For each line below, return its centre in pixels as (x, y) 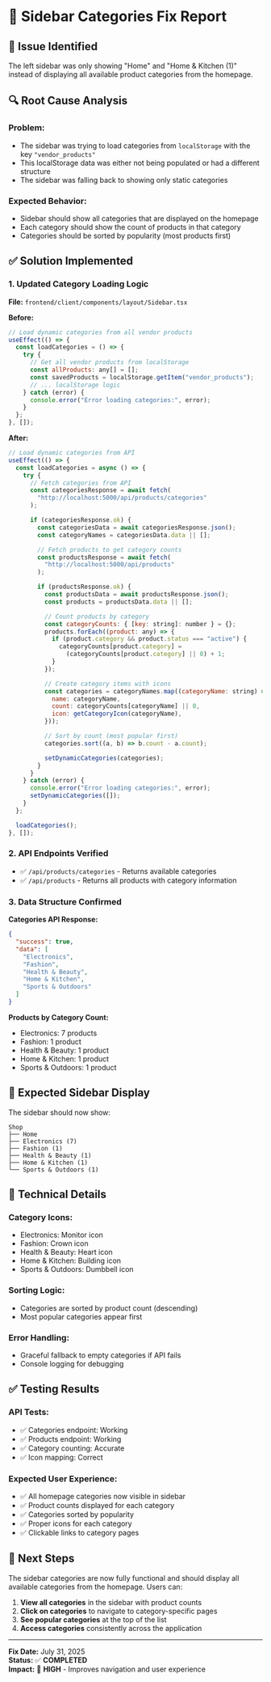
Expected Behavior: (48, 201)
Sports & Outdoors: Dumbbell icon (77, 1269)
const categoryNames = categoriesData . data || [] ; (124, 535)
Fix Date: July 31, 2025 (47, 1651)
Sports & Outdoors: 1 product (68, 1067)
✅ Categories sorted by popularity (77, 1514)
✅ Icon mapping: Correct (61, 1457)
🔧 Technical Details (58, 1195)
